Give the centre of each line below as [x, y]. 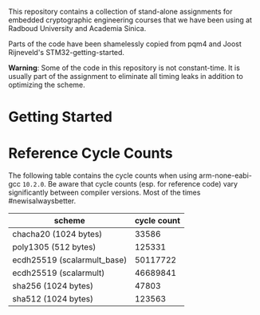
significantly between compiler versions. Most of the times [104, 193]
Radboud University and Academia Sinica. [77, 28]
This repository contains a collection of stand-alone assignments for [120, 12]
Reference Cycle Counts [91, 154]
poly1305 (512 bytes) [54, 247]
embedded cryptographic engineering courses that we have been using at [130, 20]
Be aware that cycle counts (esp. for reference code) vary [142, 184]
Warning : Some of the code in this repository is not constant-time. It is [124, 68]
